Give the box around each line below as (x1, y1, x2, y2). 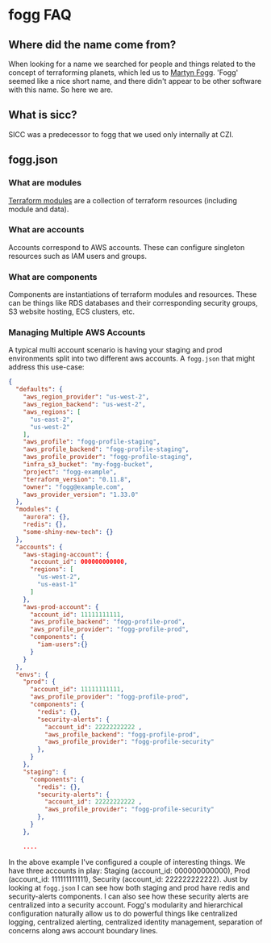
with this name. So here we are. (8, 85, 114, 94)
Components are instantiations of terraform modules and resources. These (8, 290, 257, 299)
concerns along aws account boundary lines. (8, 925, 159, 935)
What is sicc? (8, 108, 78, 122)
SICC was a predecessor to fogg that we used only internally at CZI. (8, 129, 234, 139)
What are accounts (8, 224, 85, 236)
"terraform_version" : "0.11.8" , (23, 475, 131, 483)
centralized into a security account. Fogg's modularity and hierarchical (8, 899, 244, 909)
